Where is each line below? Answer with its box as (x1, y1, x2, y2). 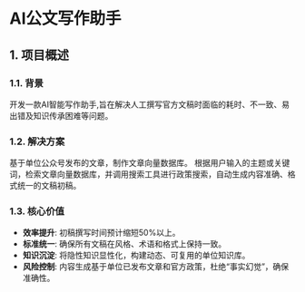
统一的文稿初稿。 (16, 180, 82, 191)
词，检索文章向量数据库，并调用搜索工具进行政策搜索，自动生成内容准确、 (9, 169, 288, 180)
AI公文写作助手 (9, 8, 122, 29)
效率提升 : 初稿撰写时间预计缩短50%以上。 (22, 228, 181, 238)
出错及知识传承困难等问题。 (9, 110, 113, 121)
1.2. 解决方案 (9, 135, 65, 148)
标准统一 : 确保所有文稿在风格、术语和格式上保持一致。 (22, 238, 227, 249)
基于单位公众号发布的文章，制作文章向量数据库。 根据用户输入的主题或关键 (9, 158, 290, 169)
